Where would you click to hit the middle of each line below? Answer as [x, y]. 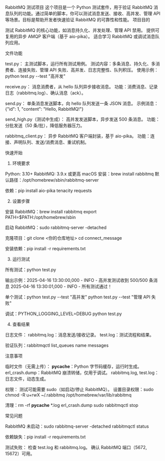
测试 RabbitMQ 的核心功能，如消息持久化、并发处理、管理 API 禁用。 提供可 [82, 30]
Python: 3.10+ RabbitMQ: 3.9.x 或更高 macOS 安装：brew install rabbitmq [80, 174]
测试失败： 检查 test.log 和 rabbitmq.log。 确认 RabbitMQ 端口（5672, [76, 447]
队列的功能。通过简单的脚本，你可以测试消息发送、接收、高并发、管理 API [85, 13]
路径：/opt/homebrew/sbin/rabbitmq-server [54, 180]
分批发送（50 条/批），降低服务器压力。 [45, 125]
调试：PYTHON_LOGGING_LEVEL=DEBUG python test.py [63, 314]
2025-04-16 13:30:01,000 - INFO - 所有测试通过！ [61, 286]
